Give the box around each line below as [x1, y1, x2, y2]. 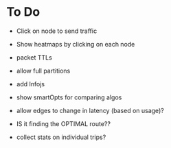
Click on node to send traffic [16, 27, 98, 35]
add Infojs [16, 79, 45, 88]
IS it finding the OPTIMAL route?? [16, 119, 111, 127]
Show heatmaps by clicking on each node [16, 40, 135, 48]
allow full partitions [16, 66, 71, 75]
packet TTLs [16, 53, 52, 62]
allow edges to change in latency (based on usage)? [16, 106, 164, 114]
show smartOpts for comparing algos [16, 93, 122, 101]
